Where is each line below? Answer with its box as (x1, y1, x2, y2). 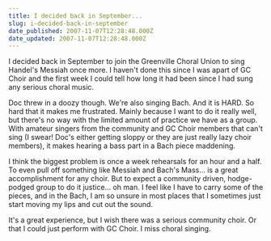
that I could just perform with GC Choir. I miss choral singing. (8, 224, 212, 234)
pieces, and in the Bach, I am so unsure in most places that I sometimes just (8, 191, 261, 201)
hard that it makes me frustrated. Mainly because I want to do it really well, (8, 107, 257, 116)
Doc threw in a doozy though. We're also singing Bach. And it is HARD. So (8, 98, 255, 108)
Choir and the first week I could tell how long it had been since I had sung (8, 74, 253, 83)
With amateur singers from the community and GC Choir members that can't (8, 124, 263, 133)
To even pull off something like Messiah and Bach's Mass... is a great (8, 165, 239, 175)
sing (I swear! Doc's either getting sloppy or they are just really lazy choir (8, 133, 252, 142)
